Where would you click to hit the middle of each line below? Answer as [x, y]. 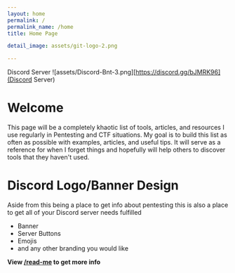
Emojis [27, 241]
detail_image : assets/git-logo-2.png [62, 46]
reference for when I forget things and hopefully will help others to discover [116, 150]
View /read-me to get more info [54, 262]
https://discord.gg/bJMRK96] [178, 72]
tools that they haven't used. [48, 157]
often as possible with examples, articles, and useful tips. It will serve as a [114, 142]
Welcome [35, 108]
